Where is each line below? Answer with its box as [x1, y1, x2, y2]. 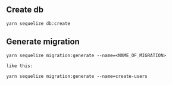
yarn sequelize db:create [6, 20, 70, 26]
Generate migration [6, 37, 80, 47]
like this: [6, 62, 33, 69]
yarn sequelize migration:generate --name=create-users [6, 73, 148, 79]
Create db [6, 5, 43, 15]
